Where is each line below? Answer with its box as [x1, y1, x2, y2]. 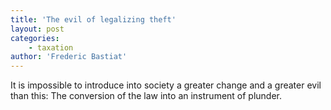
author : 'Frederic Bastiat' [10, 52, 128, 62]
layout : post [10, 24, 65, 34]
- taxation [28, 42, 74, 53]
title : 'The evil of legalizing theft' [10, 14, 177, 25]
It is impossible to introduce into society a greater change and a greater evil [10, 79, 322, 91]
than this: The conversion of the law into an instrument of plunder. [10, 90, 283, 102]
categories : [10, 33, 60, 43]
